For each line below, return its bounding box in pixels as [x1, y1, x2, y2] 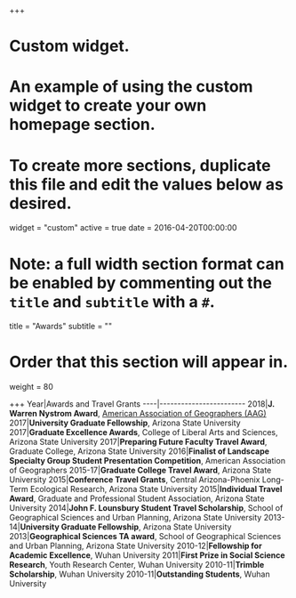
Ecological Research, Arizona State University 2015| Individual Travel [29, 484, 283, 495]
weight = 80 [9, 382, 53, 392]
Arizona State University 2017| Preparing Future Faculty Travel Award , [9, 437, 268, 448]
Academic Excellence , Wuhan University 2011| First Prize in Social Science [9, 550, 286, 561]
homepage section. [9, 115, 156, 134]
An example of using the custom [9, 77, 253, 97]
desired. [9, 193, 72, 214]
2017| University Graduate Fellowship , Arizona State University [9, 417, 242, 428]
